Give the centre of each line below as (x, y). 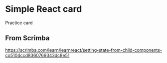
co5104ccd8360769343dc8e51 (37, 55)
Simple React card (44, 9)
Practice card (19, 23)
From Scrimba (27, 38)
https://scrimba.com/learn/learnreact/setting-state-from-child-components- (84, 50)
